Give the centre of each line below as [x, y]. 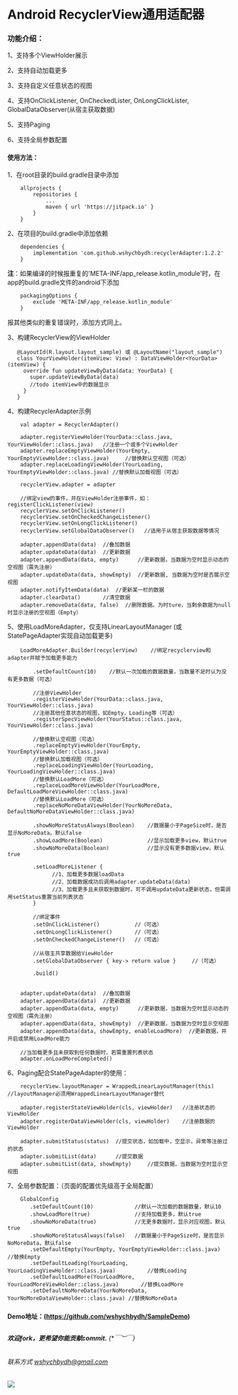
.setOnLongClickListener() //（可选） [98, 932]
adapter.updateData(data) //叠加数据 [75, 993]
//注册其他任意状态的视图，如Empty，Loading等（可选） [106, 713]
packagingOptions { [49, 296]
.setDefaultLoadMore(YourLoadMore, [82, 1277]
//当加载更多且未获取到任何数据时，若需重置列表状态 [87, 1052]
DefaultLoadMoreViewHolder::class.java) [68, 791]
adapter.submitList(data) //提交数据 [82, 1156]
